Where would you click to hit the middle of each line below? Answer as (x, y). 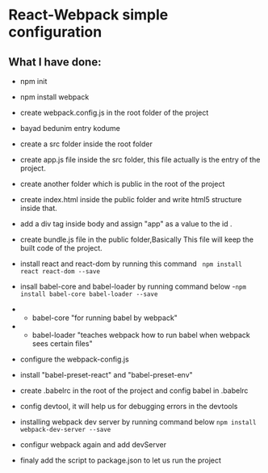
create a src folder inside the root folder (86, 144)
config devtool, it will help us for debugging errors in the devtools (129, 406)
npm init (33, 81)
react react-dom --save (60, 272)
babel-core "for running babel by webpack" (105, 318)
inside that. (39, 208)
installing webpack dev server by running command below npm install (138, 422)
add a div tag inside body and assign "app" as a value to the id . (126, 224)
